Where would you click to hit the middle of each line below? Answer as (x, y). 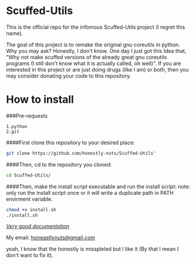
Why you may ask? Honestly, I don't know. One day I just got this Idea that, (96, 50)
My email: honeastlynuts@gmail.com (51, 238)
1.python (17, 126)
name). (15, 33)
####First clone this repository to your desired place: (70, 143)
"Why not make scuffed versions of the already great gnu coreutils (87, 57)
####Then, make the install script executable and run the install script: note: (98, 187)
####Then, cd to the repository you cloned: (59, 164)
